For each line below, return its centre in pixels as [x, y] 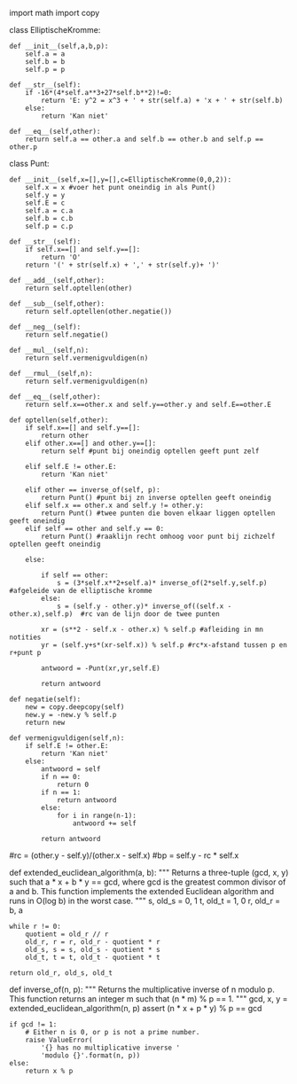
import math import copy [55, 13]
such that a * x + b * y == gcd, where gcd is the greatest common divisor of [148, 882]
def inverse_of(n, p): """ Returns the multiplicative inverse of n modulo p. [142, 989]
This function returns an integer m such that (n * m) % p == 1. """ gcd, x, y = [148, 999]
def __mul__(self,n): [49, 350]
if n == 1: [61, 792]
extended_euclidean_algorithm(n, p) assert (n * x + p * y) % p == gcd [136, 1008]
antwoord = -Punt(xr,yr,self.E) [101, 668]
